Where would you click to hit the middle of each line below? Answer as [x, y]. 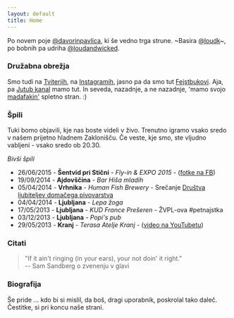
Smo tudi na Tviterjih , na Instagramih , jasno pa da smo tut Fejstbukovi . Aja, [115, 81]
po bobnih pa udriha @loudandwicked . [63, 48]
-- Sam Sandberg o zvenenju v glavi [77, 266]
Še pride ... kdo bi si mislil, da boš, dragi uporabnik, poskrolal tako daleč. [112, 300]
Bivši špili [21, 159]
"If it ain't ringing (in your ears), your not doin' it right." [103, 259]
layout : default [31, 14]
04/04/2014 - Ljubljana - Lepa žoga [70, 202]
